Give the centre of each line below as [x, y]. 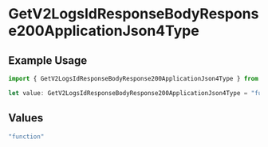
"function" [26, 137]
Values [26, 118]
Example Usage [48, 60]
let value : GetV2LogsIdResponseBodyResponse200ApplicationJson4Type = [128, 93]
